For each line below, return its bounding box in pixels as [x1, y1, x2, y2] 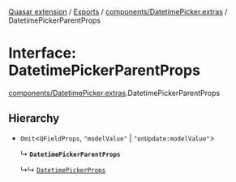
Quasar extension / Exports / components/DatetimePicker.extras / [8, 7, 228, 16]
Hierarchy [8, 111, 60, 125]
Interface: [8, 44, 77, 63]
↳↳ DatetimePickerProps [19, 164, 106, 174]
